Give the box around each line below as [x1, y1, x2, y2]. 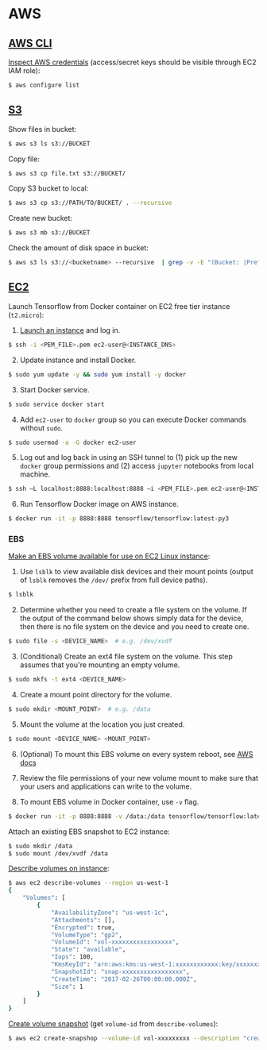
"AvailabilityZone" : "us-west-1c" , [50, 909, 169, 917]
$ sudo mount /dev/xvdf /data [8, 849, 109, 858]
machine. [19, 469, 51, 479]
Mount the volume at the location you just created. [19, 720, 185, 729]
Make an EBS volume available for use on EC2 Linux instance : [8, 551, 211, 561]
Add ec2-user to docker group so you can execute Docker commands [19, 415, 246, 424]
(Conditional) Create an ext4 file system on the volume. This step [19, 652, 233, 662]
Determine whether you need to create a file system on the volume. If [19, 605, 248, 615]
